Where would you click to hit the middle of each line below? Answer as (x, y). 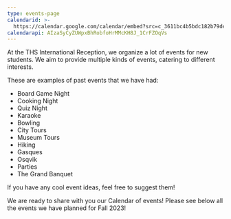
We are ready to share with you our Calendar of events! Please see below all (115, 201)
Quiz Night (32, 108)
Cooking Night (37, 101)
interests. (20, 67)
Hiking (26, 145)
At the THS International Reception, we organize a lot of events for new (108, 52)
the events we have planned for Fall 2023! (67, 208)
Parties (27, 167)
